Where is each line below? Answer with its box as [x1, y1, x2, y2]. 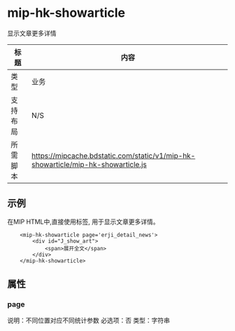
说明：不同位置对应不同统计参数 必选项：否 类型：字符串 [7, 316, 170, 325]
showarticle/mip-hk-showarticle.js [31, 159, 147, 169]
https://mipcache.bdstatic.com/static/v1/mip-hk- [31, 151, 196, 161]
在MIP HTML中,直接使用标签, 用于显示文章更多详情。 [7, 217, 159, 226]
